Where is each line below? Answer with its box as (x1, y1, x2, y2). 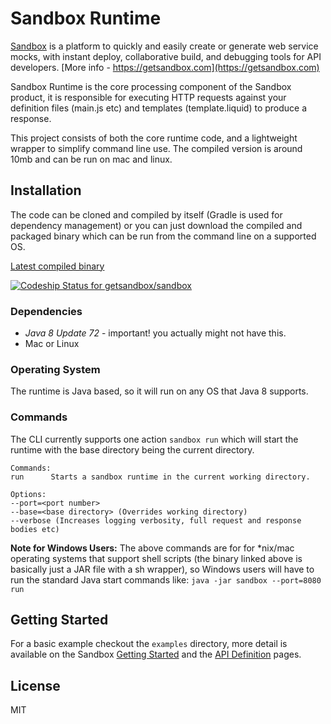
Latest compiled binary (10, 260, 105, 272)
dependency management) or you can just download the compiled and (10, 219, 303, 231)
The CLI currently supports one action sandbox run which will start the (10, 433, 299, 445)
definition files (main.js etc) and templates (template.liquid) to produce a (10, 102, 308, 114)
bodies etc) (10, 524, 60, 534)
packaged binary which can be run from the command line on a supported (10, 230, 317, 242)
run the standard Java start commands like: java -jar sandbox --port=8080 (10, 573, 322, 586)
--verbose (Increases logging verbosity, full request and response (10, 515, 302, 526)
